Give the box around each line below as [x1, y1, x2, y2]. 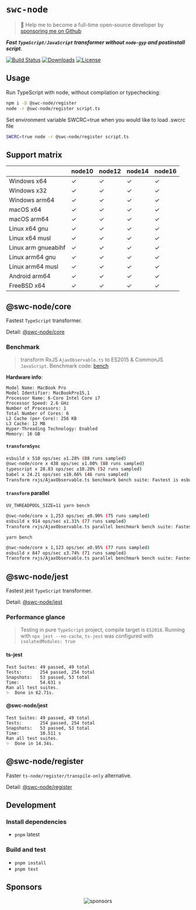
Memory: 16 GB [6, 431, 41, 437]
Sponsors [6, 882, 42, 892]
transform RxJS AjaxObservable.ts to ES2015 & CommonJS [20, 356, 163, 363]
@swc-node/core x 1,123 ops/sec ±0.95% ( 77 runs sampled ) [6, 544, 150, 550]
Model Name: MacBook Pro [6, 385, 66, 391]
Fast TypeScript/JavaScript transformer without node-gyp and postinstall [6, 39, 185, 46]
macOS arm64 [9, 215, 49, 223]
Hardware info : [6, 374, 43, 381]
